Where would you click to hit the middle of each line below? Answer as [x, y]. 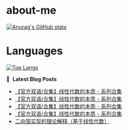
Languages [34, 51]
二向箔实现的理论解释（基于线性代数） [62, 121]
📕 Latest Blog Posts [31, 79]
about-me [31, 10]
